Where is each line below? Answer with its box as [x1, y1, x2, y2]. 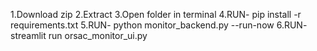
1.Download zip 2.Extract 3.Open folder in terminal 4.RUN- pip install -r [10, 9, 302, 20]
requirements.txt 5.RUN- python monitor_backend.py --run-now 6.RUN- [10, 19, 308, 31]
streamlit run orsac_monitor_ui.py [10, 30, 148, 41]
